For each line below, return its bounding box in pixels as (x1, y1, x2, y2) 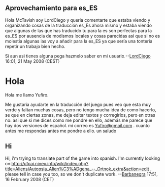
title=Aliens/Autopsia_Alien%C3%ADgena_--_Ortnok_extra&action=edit (5, 166, 149, 172)
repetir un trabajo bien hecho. (5, 43, 66, 49)
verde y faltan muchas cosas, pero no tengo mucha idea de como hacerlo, (5, 106, 156, 113)
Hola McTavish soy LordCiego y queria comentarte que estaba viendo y (5, 17, 151, 23)
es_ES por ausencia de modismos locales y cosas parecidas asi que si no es (5, 33, 160, 39)
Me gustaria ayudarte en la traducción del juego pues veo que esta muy (5, 101, 151, 107)
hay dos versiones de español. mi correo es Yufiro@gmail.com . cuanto (5, 122, 150, 128)
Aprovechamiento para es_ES (5, 4, 98, 12)
